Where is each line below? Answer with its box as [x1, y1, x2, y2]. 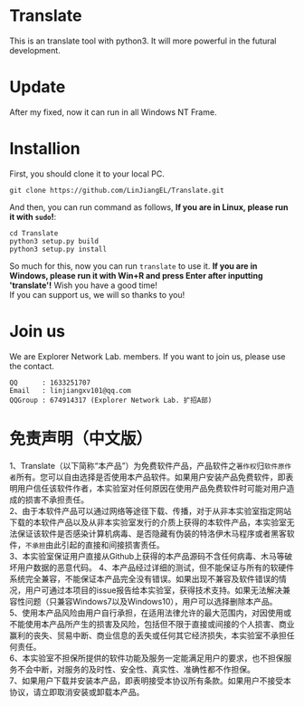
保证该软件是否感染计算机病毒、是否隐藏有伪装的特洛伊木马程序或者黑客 [16, 528, 287, 539]
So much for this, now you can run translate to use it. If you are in [9, 260, 258, 272]
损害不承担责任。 [24, 494, 89, 505]
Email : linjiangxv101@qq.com [9, 386, 131, 395]
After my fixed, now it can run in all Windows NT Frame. [9, 106, 217, 118]
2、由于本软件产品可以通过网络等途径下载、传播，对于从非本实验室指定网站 [9, 505, 292, 516]
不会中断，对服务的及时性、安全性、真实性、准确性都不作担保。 [16, 663, 255, 674]
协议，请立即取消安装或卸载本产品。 [9, 686, 145, 697]
